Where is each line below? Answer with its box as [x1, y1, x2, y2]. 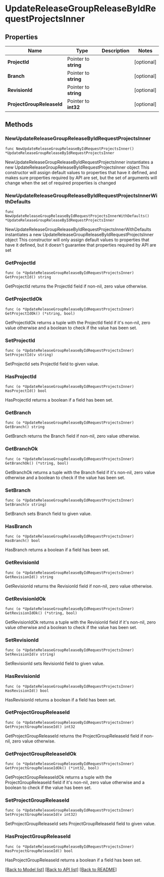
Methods [5, 120, 33, 129]
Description [102, 47, 130, 54]
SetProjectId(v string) [5, 352, 54, 357]
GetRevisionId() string [5, 574, 54, 580]
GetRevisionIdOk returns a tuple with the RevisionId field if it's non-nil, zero [5, 619, 156, 625]
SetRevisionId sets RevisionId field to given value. [5, 661, 105, 667]
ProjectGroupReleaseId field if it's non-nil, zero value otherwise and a [5, 780, 145, 786]
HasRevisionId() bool [5, 688, 49, 693]
